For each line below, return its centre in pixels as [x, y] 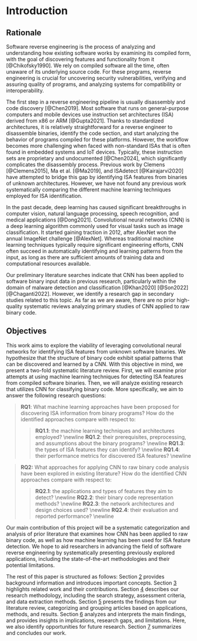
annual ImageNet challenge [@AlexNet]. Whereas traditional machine [90, 239]
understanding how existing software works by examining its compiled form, [98, 53]
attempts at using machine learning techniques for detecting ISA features [95, 376]
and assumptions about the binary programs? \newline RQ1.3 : [110, 443]
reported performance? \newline [74, 516]
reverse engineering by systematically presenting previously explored [91, 553]
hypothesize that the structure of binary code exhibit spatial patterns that [95, 358]
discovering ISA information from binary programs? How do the [97, 413]
